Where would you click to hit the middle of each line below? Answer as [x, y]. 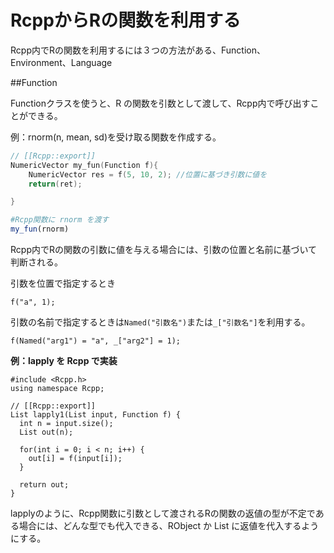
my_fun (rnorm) [40, 229]
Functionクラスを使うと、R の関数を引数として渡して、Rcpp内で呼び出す [160, 103]
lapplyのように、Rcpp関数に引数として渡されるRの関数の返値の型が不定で [163, 513]
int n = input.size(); [66, 424]
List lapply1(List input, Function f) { [96, 415]
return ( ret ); [55, 184]
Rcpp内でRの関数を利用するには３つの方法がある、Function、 [138, 50]
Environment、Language [61, 62]
